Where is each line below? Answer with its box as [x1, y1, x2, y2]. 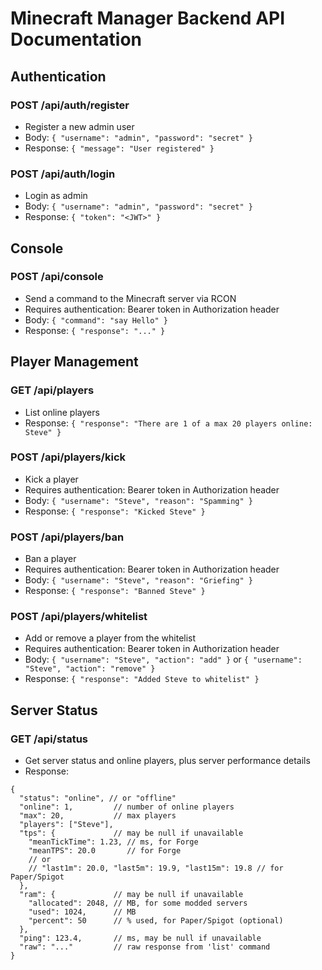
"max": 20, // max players [19, 811, 177, 821]
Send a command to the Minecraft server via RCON [24, 292, 237, 304]
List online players [24, 406, 100, 418]
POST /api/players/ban [10, 530, 125, 544]
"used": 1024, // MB [28, 907, 137, 917]
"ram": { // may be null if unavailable [19, 890, 244, 900]
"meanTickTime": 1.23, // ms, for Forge [28, 837, 199, 847]
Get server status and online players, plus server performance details [24, 755, 311, 767]
